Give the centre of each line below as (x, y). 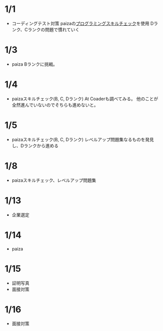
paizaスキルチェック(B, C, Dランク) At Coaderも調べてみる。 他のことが (85, 99)
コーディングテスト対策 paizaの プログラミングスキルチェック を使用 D (83, 23)
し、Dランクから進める (35, 145)
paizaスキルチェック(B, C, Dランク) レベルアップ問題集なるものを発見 (83, 139)
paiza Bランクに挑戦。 (35, 64)
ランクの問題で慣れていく (54, 29)
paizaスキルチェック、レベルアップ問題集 (54, 180)
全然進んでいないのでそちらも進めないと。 (55, 105)
